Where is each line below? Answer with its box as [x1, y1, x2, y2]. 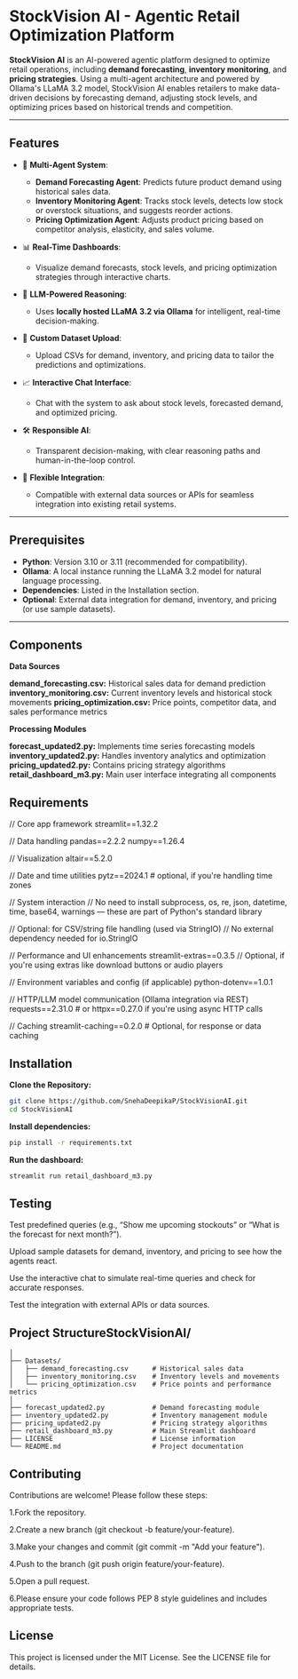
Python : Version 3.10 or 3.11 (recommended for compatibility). [21, 556, 248, 567]
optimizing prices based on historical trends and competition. [9, 101, 233, 112]
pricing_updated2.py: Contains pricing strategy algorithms [9, 760, 226, 770]
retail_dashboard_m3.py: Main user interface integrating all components [9, 769, 277, 780]
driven [9, 92, 33, 103]
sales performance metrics [9, 706, 108, 717]
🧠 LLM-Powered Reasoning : [21, 289, 127, 299]
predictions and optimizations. [35, 359, 146, 370]
